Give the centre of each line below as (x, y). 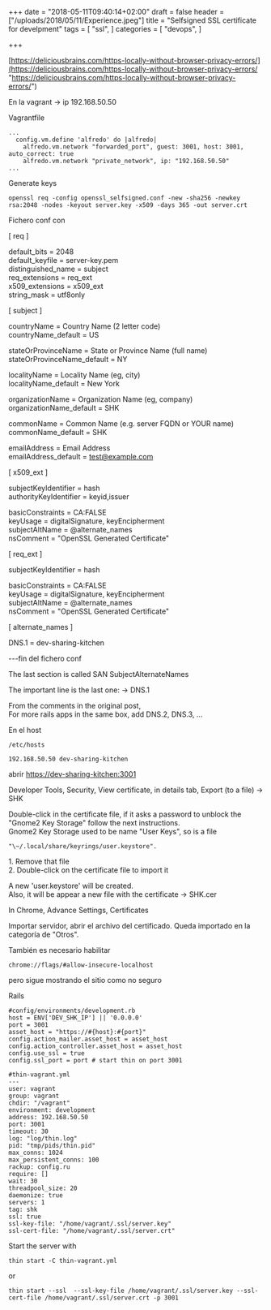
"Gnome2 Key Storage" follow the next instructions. (94, 823)
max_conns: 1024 (36, 1153)
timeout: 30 (28, 1131)
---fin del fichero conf (45, 658)
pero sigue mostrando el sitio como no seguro (85, 980)
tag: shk (23, 1209)
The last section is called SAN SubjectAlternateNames (99, 674)
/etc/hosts (27, 745)
